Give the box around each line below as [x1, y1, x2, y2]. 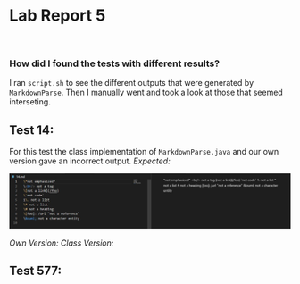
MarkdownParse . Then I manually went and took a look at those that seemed [9, 87, 283, 98]
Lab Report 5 [9, 5, 106, 26]
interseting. [9, 96, 51, 107]
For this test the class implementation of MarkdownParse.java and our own [9, 146, 279, 157]
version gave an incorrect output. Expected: [9, 155, 171, 166]
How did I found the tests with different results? [9, 57, 221, 70]
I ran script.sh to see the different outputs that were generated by [9, 78, 254, 88]
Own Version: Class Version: [9, 238, 114, 248]
